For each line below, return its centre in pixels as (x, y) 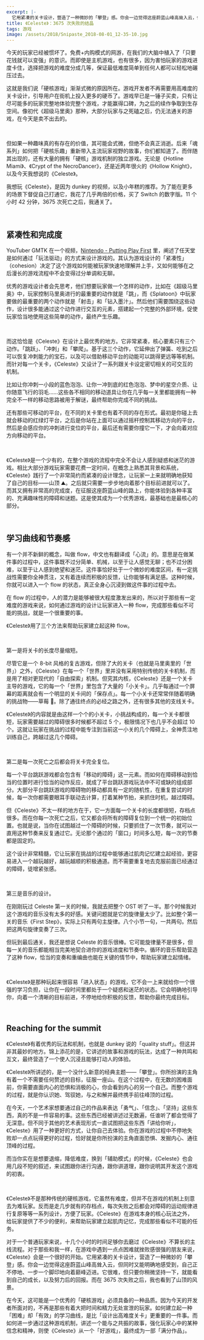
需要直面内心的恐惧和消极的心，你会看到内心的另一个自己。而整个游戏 (110, 1087)
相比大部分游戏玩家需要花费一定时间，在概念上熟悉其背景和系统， (99, 467)
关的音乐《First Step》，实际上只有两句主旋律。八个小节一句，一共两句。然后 (102, 921)
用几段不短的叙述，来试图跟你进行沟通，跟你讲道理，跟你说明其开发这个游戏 (102, 1166)
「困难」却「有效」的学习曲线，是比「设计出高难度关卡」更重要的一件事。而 (102, 1315)
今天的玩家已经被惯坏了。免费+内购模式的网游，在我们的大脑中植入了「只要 (101, 53)
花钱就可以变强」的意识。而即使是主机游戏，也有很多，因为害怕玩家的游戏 (99, 60)
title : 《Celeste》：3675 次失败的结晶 (50, 23)
